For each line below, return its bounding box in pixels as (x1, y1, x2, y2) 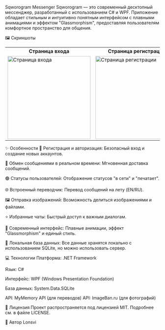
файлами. (5, 204, 26, 210)
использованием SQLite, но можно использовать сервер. (5, 245, 126, 251)
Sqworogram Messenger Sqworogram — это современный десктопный (5, 4, 153, 10)
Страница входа (28, 48, 70, 55)
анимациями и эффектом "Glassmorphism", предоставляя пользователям (5, 20, 160, 26)
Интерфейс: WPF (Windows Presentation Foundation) (5, 276, 114, 282)
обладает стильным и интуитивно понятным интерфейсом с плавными (5, 15, 155, 20)
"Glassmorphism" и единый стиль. (5, 231, 76, 236)
